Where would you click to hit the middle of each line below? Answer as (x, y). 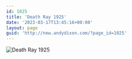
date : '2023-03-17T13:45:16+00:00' (50, 22)
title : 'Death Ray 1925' (36, 17)
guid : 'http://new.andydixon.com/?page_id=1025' (67, 33)
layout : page (22, 28)
